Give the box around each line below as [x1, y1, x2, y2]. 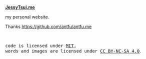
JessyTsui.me [5, 4, 35, 10]
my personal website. [5, 14, 49, 19]
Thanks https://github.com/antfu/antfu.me [5, 23, 92, 29]
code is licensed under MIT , [5, 43, 76, 48]
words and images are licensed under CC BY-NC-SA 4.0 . [5, 48, 141, 54]
